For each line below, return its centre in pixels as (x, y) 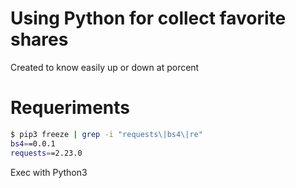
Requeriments (70, 108)
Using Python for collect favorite (148, 18)
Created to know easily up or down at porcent (105, 67)
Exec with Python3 (49, 172)
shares (39, 39)
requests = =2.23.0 (46, 153)
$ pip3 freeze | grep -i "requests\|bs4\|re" (106, 134)
